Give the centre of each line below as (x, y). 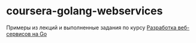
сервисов (19, 33)
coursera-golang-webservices (85, 11)
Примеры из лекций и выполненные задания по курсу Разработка (91, 27)
